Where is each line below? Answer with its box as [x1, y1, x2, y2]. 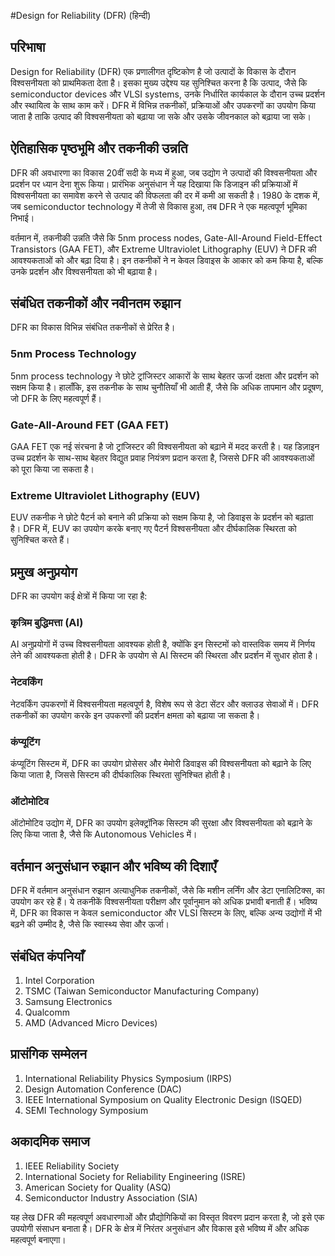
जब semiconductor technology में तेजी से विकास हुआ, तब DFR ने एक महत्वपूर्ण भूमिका [10, 200, 308, 212]
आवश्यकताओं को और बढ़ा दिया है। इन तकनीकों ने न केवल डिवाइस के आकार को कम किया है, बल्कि [10, 254, 323, 266]
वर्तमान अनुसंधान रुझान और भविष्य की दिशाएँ [10, 858, 217, 875]
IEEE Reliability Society [24, 1160, 120, 1172]
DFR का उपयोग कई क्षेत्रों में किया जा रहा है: [10, 590, 148, 602]
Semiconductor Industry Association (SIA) [24, 1191, 198, 1204]
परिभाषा [10, 39, 46, 56]
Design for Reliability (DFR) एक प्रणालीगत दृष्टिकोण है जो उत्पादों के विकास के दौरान [10, 65, 297, 77]
